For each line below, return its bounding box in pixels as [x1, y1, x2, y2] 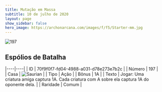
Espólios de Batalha [5, 53, 66, 61]
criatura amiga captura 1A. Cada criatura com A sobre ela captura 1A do [5, 76, 149, 82]
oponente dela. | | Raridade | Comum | [5, 81, 82, 87]
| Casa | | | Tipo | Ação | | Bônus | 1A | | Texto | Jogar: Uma [5, 71, 144, 77]
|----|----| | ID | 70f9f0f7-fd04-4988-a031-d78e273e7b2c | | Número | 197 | [5, 66, 159, 71]
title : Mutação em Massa [5, 7, 56, 12]
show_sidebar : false [5, 21, 47, 26]
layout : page [5, 16, 32, 21]
